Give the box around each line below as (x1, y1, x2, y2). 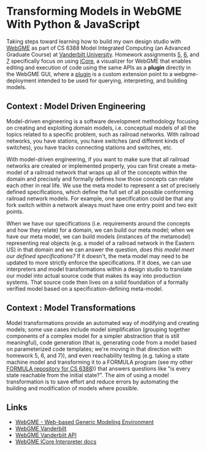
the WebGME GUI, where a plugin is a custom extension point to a (6, 70, 173, 77)
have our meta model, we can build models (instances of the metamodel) (6, 232, 191, 240)
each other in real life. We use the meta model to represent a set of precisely (6, 181, 200, 189)
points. (6, 208, 24, 215)
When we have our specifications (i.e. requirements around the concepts (6, 219, 191, 227)
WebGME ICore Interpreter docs (15, 438, 97, 445)
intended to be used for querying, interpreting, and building (37, 77, 188, 84)
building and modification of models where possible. (6, 384, 139, 391)
